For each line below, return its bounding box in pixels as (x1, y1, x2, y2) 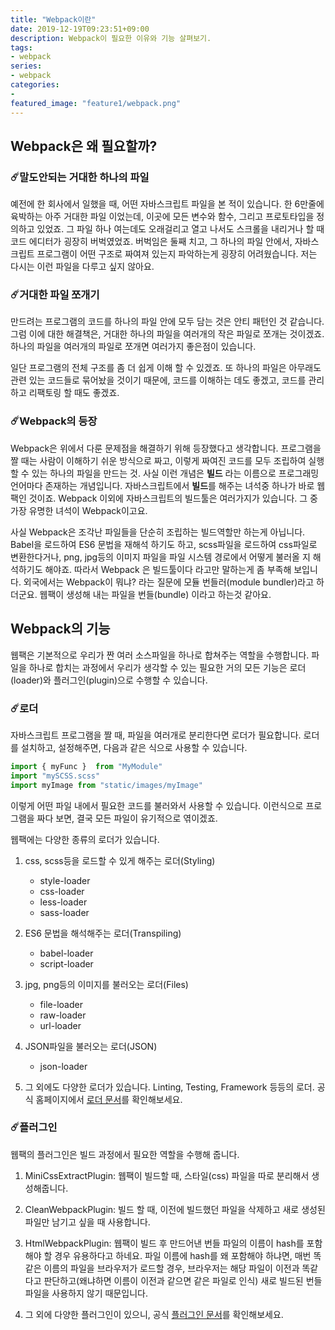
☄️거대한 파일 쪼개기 (10, 288, 100, 302)
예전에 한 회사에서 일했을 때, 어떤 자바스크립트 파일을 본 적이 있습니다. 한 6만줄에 (10, 198, 325, 210)
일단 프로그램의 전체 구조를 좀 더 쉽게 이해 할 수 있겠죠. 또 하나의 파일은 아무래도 (10, 362, 322, 374)
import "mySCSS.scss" (10, 771, 101, 781)
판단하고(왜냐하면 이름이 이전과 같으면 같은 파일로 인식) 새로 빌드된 (43, 1274, 304, 1286)
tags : (10, 42, 33, 53)
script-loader (39, 957, 94, 970)
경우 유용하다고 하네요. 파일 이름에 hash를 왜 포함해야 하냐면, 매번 (54, 1249, 312, 1261)
